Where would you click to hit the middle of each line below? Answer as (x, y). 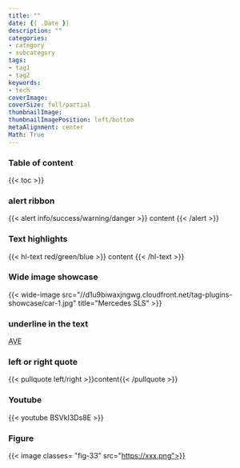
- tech (19, 90)
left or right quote (43, 362)
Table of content (41, 162)
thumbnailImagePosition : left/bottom (71, 120)
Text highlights (38, 239)
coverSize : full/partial (50, 105)
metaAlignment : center (46, 127)
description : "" (35, 30)
